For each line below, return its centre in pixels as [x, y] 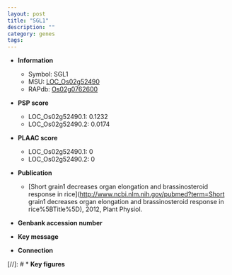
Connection [35, 251]
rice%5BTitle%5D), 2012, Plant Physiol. [85, 209]
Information [35, 60]
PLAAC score [37, 138]
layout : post [27, 14]
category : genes [31, 34]
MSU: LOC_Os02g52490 [64, 82]
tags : [15, 40]
